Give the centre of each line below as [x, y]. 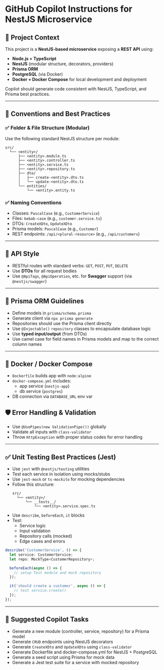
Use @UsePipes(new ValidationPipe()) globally [59, 427]
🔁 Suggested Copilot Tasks [47, 619]
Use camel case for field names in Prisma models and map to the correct [85, 339]
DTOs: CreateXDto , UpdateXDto [42, 223]
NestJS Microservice [49, 19]
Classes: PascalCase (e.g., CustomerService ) [56, 213]
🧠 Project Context [32, 37]
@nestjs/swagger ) [30, 281]
